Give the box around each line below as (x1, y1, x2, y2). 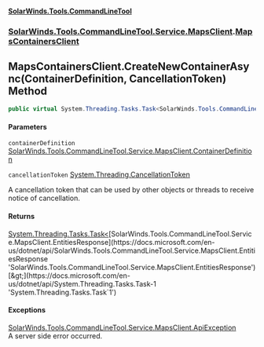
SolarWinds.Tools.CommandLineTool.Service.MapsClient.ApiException (8, 323, 236, 332)
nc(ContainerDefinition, (8, 71, 127, 86)
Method (8, 84, 48, 97)
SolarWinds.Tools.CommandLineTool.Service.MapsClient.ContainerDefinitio (8, 146, 253, 156)
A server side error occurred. (8, 331, 103, 341)
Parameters (8, 122, 47, 131)
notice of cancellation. (8, 193, 80, 203)
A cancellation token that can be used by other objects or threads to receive (8, 185, 255, 195)
